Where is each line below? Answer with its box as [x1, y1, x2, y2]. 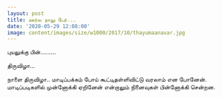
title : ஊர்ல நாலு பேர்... [7, 16, 77, 23]
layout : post [7, 10, 45, 17]
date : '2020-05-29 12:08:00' [7, 23, 90, 29]
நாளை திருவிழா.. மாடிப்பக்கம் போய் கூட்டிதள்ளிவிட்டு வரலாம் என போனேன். [7, 75, 207, 84]
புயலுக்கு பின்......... [7, 48, 56, 56]
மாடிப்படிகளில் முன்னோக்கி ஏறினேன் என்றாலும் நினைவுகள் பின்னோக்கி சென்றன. [7, 83, 216, 91]
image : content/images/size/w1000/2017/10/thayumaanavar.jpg [7, 29, 186, 36]
